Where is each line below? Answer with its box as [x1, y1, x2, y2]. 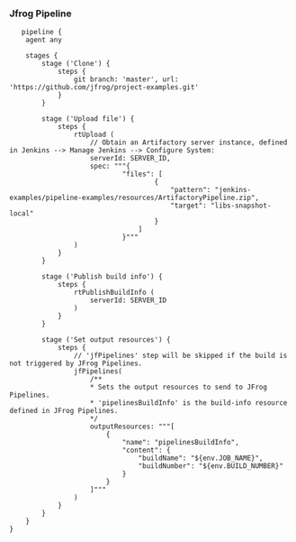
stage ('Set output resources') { [41, 335, 171, 344]
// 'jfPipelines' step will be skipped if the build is [73, 351, 288, 361]
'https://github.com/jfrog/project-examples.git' [9, 83, 200, 92]
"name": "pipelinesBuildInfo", [121, 438, 240, 447]
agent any [25, 35, 63, 45]
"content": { [121, 446, 171, 455]
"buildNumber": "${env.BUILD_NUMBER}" [138, 462, 283, 471]
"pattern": [170, 186, 211, 195]
